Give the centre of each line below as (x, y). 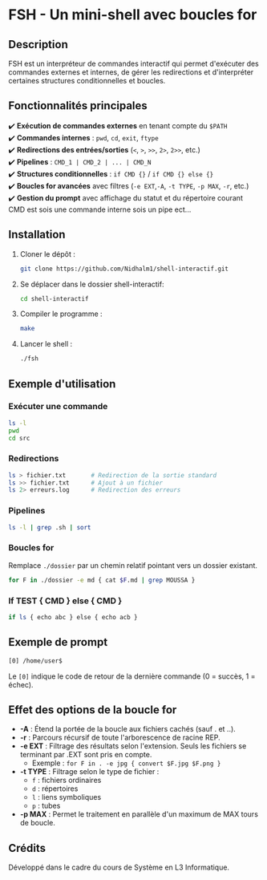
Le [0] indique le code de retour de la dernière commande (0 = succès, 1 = (132, 676)
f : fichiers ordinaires (67, 781)
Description (38, 45)
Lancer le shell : (46, 344)
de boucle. (38, 823)
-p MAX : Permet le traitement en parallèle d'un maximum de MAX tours (139, 814)
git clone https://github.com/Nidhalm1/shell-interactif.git (124, 269)
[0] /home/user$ (35, 661)
